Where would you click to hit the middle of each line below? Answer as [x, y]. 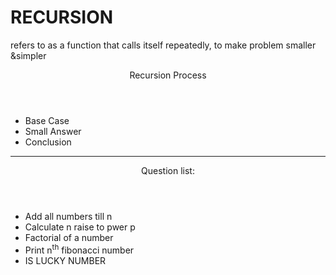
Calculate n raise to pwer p [80, 227]
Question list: [168, 170]
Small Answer [53, 131]
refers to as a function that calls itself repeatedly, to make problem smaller [163, 45]
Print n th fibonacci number [79, 249]
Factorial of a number [69, 237]
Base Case [47, 120]
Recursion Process [168, 75]
